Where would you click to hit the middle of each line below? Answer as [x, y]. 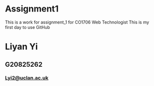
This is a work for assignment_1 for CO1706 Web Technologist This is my [77, 22]
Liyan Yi [21, 47]
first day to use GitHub [27, 27]
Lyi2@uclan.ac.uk [27, 78]
